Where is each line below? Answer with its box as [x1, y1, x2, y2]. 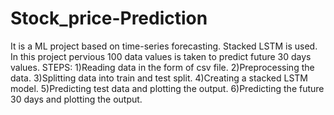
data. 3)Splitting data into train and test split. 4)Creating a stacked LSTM [10, 72, 309, 84]
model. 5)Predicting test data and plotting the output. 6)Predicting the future [10, 82, 325, 94]
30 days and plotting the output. [10, 93, 143, 105]
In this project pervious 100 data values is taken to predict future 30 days [10, 50, 312, 62]
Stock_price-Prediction [10, 7, 208, 30]
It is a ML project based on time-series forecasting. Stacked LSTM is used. [10, 40, 318, 52]
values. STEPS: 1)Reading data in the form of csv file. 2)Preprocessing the [10, 61, 315, 73]
